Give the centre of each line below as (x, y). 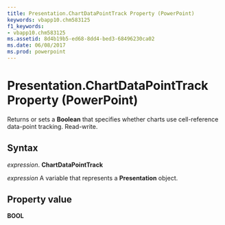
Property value (39, 200)
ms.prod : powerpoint (37, 52)
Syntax (23, 148)
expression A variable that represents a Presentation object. (93, 178)
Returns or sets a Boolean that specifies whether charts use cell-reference (113, 119)
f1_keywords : (26, 26)
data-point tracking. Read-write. (52, 126)
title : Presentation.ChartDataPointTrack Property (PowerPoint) (101, 13)
